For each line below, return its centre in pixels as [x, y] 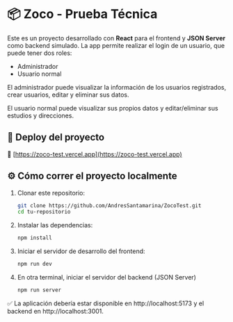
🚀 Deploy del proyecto [56, 137]
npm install [34, 238]
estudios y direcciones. [41, 115]
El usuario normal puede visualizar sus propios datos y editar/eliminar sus [113, 108]
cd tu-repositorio [44, 212]
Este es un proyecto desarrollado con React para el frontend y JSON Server [116, 38]
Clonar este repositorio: [51, 193]
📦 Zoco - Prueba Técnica [82, 14]
